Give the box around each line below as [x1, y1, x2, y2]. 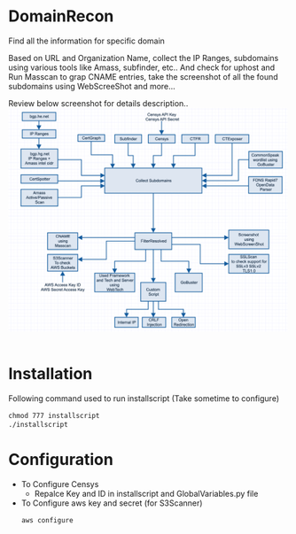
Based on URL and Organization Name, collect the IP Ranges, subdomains [8, 52, 279, 63]
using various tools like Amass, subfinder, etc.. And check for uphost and [8, 62, 276, 73]
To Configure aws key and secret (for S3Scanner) [20, 498, 203, 508]
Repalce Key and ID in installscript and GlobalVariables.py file [34, 488, 259, 499]
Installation [8, 364, 93, 384]
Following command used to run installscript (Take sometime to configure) [8, 392, 280, 404]
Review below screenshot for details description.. [8, 97, 189, 108]
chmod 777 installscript [8, 411, 100, 420]
